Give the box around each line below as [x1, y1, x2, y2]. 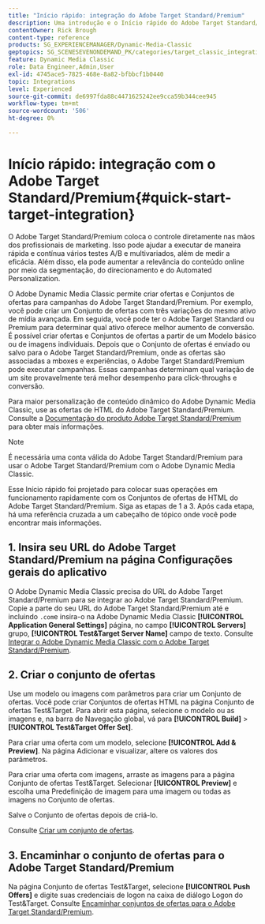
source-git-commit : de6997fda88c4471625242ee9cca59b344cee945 [8, 92, 217, 100]
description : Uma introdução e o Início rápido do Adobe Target [8, 19, 224, 27]
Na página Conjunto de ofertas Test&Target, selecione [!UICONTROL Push [8, 882, 251, 892]
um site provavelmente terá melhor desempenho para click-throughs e [8, 373, 237, 382]
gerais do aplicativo [8, 565, 107, 579]
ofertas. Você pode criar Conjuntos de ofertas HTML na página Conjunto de [8, 697, 255, 707]
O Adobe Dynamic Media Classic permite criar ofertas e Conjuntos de [8, 289, 235, 299]
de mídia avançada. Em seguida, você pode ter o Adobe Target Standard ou [8, 314, 255, 324]
